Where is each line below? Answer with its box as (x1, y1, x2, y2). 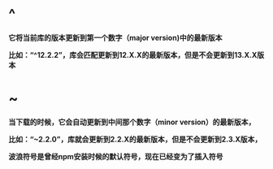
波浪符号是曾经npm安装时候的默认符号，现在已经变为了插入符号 (8, 151, 223, 161)
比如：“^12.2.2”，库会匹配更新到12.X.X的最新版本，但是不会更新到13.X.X (8, 50, 258, 59)
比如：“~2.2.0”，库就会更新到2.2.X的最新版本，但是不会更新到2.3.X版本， (8, 134, 262, 144)
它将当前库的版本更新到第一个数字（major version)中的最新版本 (8, 32, 223, 42)
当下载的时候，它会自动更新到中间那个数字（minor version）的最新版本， (8, 117, 256, 127)
